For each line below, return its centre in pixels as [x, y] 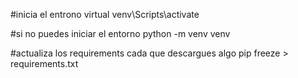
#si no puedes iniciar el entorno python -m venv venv [120, 33]
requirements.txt [44, 63]
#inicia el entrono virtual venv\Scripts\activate [105, 14]
